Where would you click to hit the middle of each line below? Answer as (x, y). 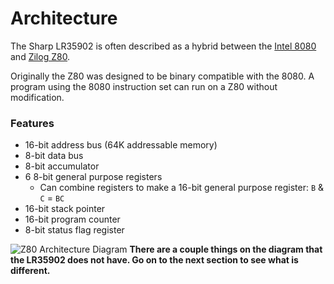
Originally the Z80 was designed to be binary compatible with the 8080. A (162, 76)
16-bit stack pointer (65, 209)
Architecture (64, 18)
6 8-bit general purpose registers (93, 177)
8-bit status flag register (74, 230)
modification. (37, 97)
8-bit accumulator (62, 166)
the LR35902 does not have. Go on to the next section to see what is (154, 260)
